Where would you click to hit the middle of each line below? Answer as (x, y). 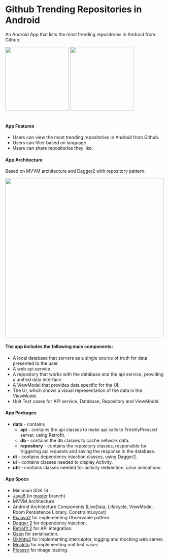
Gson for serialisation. (36, 534)
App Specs (17, 479)
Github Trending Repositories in (74, 9)
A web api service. (32, 368)
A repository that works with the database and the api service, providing (88, 374)
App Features (20, 126)
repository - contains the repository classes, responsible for (83, 446)
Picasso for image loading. (40, 550)
